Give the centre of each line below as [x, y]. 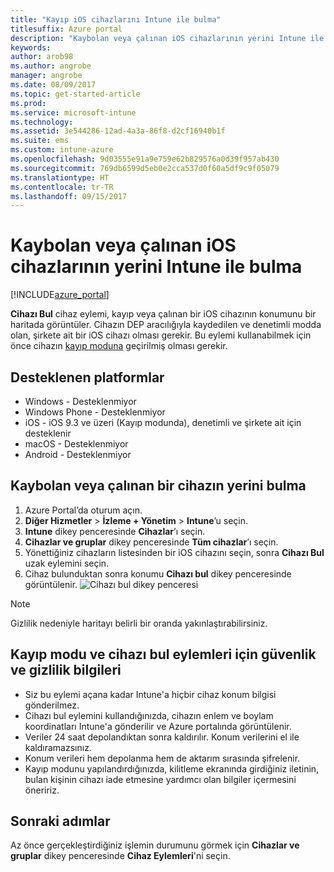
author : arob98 [42, 57]
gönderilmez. [52, 705]
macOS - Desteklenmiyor [76, 444]
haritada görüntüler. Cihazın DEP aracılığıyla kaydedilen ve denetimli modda [166, 325]
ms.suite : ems [40, 141]
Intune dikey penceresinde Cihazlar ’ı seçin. [115, 531]
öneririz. [42, 790]
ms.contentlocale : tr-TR [62, 187]
